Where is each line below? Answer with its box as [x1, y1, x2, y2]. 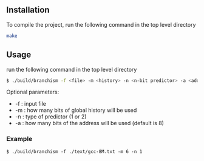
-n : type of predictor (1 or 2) [15, 113, 87, 120]
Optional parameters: [6, 88, 59, 96]
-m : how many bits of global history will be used [15, 106, 137, 114]
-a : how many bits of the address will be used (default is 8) [15, 120, 164, 127]
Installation [6, 5, 50, 15]
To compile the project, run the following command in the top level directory [6, 21, 196, 28]
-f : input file [15, 100, 47, 108]
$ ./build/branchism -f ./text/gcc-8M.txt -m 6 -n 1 [6, 148, 143, 154]
